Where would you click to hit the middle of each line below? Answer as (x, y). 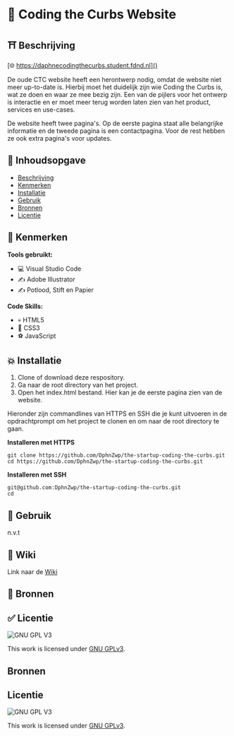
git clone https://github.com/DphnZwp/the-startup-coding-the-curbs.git (116, 455)
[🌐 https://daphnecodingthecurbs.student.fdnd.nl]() (82, 65)
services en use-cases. (41, 110)
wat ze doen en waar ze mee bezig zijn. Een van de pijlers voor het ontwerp (117, 94)
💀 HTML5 (31, 320)
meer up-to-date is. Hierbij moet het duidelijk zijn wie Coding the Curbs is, (115, 87)
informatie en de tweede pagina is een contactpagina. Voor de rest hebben (116, 131)
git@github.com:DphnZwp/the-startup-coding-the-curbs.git (94, 488)
